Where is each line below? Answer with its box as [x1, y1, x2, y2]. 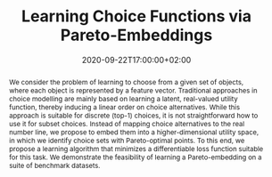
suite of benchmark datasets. [8, 160, 101, 170]
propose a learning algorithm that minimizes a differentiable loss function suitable [8, 144, 264, 153]
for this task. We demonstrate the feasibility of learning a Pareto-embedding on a [8, 152, 262, 162]
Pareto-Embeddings [60, 25, 213, 45]
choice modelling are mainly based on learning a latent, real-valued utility [8, 93, 238, 103]
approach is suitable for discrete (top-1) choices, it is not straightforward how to [8, 110, 259, 120]
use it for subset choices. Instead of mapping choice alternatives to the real [8, 118, 245, 128]
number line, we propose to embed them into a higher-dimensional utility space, [8, 127, 260, 137]
